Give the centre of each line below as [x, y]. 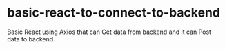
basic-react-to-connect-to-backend [114, 13]
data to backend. [31, 39]
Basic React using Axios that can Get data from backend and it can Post [109, 32]
